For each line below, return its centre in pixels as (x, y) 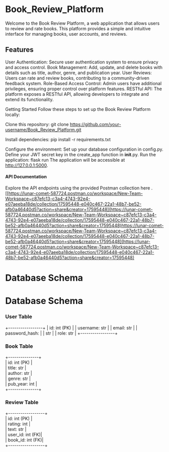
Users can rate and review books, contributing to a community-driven (77, 78)
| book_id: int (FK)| (24, 440)
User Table (19, 317)
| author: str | (19, 373)
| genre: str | (18, 378)
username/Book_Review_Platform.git (43, 130)
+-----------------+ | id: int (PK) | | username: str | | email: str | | (71, 328)
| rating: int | (18, 424)
